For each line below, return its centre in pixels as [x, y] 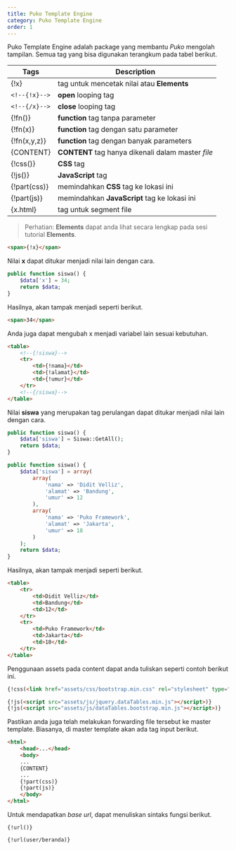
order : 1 [20, 27]
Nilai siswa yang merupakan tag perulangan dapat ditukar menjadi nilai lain [116, 412]
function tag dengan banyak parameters [124, 141]
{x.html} [24, 210]
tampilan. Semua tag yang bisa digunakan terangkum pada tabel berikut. [112, 54]
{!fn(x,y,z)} [29, 141]
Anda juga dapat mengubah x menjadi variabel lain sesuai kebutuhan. [108, 333]
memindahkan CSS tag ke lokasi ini [115, 187]
